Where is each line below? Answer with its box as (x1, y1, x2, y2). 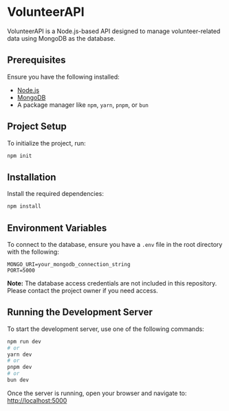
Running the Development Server (7, 306, 153, 318)
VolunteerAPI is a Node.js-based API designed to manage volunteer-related (7, 27, 221, 35)
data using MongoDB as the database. (7, 34, 116, 42)
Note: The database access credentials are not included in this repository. (7, 279, 217, 287)
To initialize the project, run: (7, 139, 86, 147)
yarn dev (7, 351, 32, 358)
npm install (7, 203, 41, 210)
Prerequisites (7, 54, 66, 66)
